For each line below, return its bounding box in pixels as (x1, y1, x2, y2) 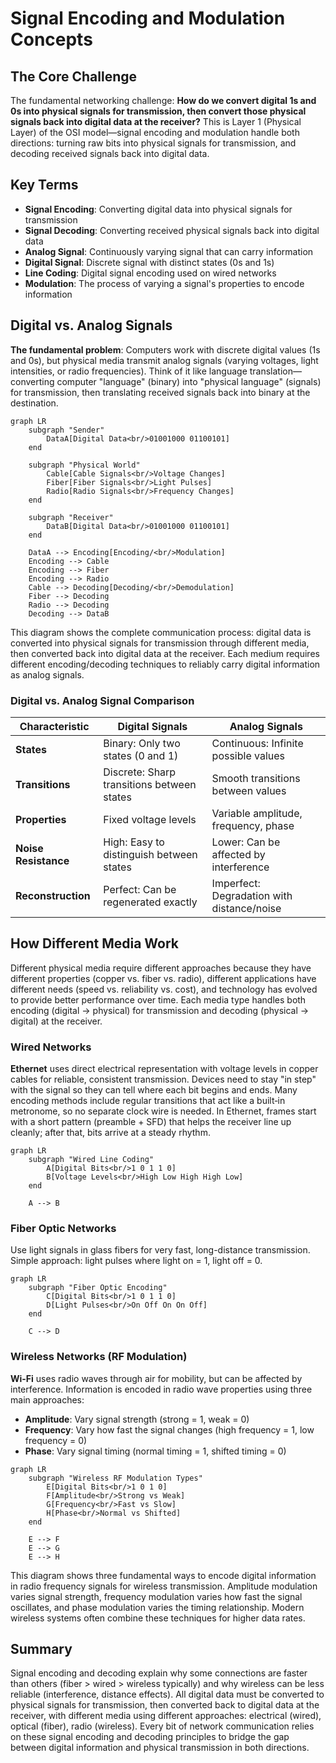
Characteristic (19, 719, 90, 733)
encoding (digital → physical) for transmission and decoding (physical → (10, 1004, 310, 1016)
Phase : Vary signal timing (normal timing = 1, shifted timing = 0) (24, 1445, 287, 1457)
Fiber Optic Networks (10, 1221, 117, 1235)
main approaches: (10, 1393, 85, 1406)
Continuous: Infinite (211, 736, 304, 750)
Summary (10, 1641, 73, 1658)
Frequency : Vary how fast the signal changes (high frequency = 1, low (24, 1423, 315, 1436)
